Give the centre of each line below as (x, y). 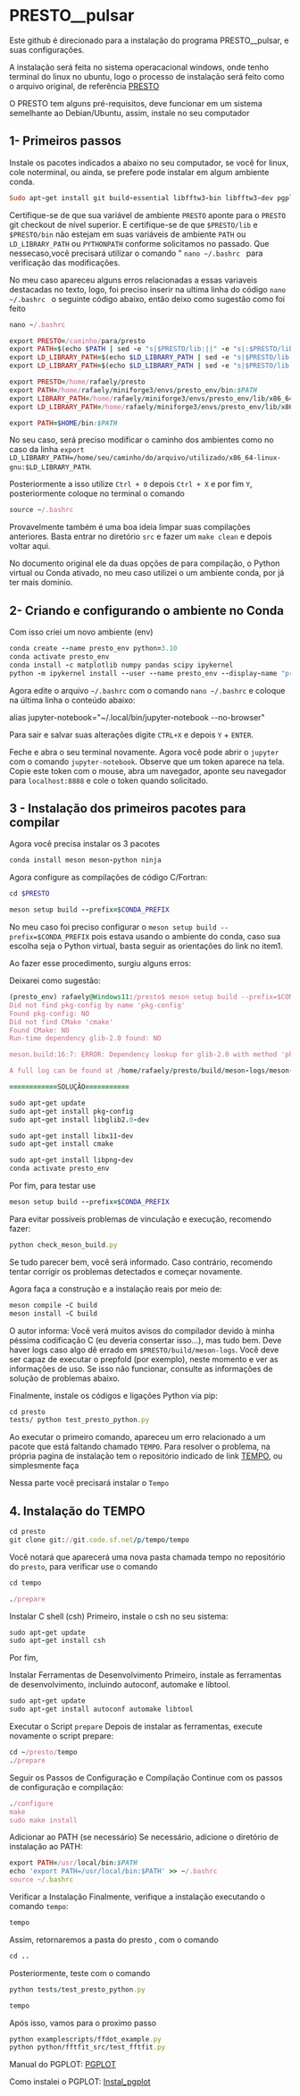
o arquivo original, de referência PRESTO (84, 86)
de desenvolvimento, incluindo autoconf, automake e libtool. (120, 1685)
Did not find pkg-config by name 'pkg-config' (97, 1005)
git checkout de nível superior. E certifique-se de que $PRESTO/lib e (133, 224)
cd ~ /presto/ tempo (43, 1753)
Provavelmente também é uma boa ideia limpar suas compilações (130, 527)
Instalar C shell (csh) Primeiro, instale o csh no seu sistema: (119, 1616)
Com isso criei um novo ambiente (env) (81, 632)
